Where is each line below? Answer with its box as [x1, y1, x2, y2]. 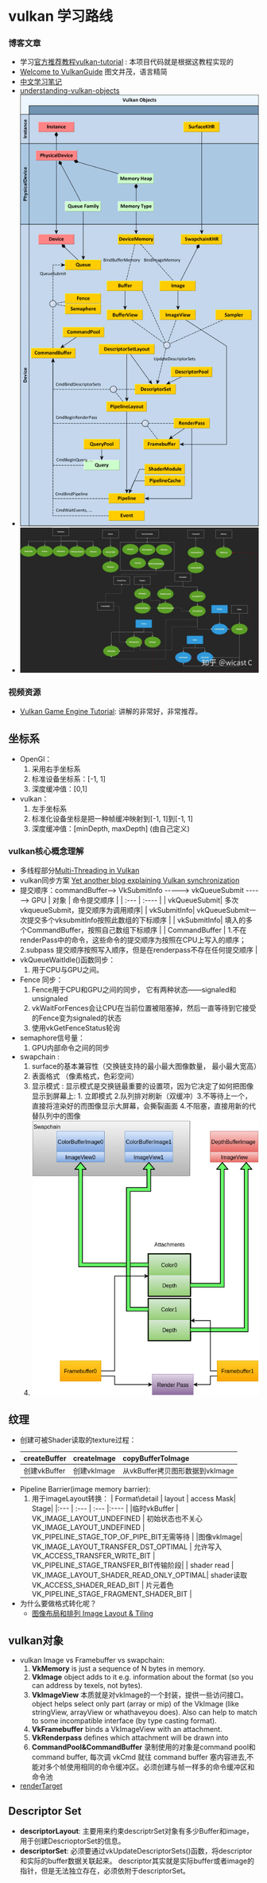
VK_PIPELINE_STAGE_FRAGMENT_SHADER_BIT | [31, 1589, 192, 1598]
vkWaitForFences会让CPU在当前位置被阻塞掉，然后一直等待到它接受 [31, 1003, 257, 1012]
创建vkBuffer [23, 1466, 66, 1476]
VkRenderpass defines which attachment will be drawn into [31, 1733, 229, 1742]
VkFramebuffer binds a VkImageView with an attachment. [31, 1725, 222, 1734]
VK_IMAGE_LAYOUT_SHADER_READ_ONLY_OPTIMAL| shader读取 [31, 1570, 248, 1579]
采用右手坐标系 [31, 764, 81, 774]
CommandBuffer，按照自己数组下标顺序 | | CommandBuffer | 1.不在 [26, 925, 247, 934]
